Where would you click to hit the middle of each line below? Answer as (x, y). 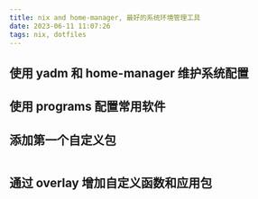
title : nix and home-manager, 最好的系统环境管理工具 (105, 18)
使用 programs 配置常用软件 (88, 107)
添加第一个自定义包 (63, 140)
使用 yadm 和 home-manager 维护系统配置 (129, 73)
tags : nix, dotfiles (48, 34)
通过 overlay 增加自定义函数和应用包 (111, 183)
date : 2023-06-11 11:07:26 (60, 26)
